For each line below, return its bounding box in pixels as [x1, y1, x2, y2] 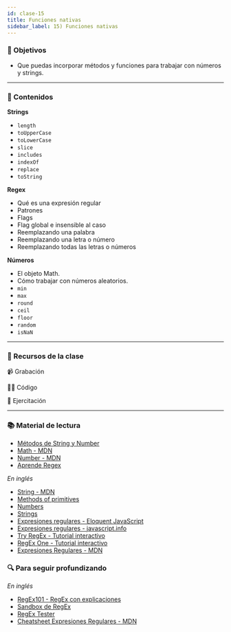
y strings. [16, 68, 44, 76]
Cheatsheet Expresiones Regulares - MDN [16, 617, 137, 625]
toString [16, 173, 43, 180]
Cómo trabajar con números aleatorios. [16, 276, 129, 285]
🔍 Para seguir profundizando [7, 563, 107, 573]
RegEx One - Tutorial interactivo [16, 538, 108, 547]
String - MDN [16, 488, 55, 496]
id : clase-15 [7, 10, 45, 17]
